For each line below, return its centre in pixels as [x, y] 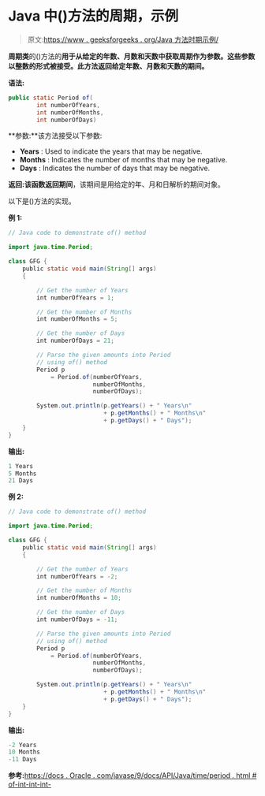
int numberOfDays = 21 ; [75, 341]
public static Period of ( [50, 98]
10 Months [24, 752]
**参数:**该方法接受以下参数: [55, 136]
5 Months [22, 474]
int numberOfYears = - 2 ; [77, 576]
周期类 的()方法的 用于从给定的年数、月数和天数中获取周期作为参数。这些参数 [132, 56]
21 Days [21, 481]
